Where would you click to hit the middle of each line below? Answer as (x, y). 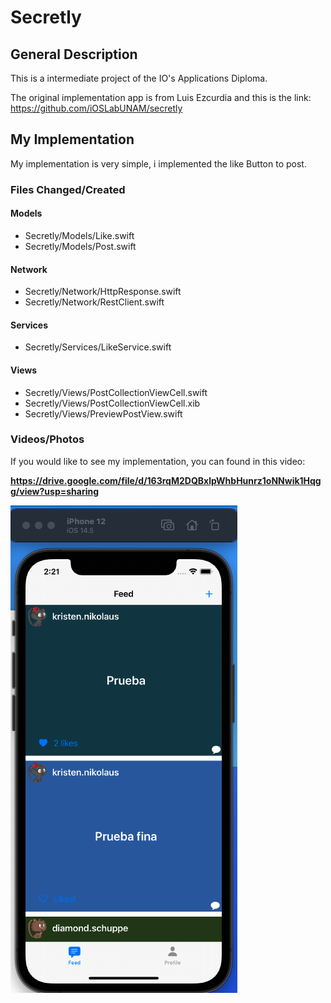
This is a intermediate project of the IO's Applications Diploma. (139, 78)
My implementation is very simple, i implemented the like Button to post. (158, 163)
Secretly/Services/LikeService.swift (98, 347)
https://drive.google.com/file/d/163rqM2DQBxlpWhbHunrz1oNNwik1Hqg (166, 480)
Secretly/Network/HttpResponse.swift (103, 292)
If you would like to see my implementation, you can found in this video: (158, 461)
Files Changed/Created (68, 189)
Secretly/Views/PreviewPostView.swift (103, 413)
